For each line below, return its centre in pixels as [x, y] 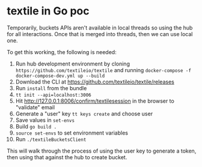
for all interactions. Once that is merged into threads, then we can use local [100, 34]
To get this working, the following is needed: [62, 52]
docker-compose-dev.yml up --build [60, 76]
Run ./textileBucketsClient [51, 139]
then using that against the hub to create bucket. [67, 157]
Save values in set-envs [45, 120]
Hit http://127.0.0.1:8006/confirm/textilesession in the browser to [95, 101]
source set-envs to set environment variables [72, 133]
